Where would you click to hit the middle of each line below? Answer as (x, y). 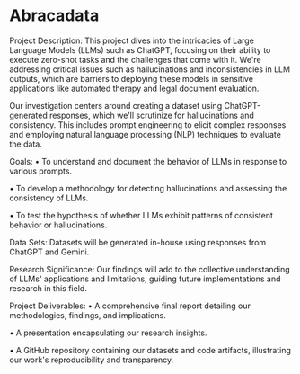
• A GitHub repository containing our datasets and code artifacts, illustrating (150, 350)
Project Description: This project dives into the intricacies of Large (132, 40)
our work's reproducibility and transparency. (92, 360)
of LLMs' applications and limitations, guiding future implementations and (145, 279)
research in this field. (48, 288)
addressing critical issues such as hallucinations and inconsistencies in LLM (150, 69)
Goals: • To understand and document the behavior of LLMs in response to (148, 161)
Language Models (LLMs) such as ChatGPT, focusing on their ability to (140, 49)
